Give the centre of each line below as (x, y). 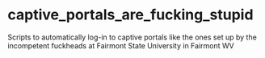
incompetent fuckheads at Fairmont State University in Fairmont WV (121, 45)
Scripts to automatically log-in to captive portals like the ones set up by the (132, 37)
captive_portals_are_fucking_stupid (130, 15)
